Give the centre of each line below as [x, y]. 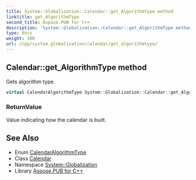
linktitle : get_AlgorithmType [43, 17]
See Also [22, 138]
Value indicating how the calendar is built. [56, 119]
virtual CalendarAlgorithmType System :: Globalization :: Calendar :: [88, 92]
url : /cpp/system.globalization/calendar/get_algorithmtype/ [82, 44]
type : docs [19, 33]
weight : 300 [20, 38]
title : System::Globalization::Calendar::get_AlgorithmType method [90, 11]
